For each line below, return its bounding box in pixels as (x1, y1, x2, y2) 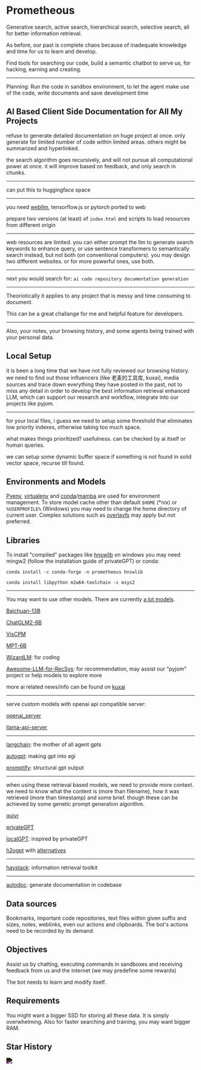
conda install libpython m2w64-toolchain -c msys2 (6, 580, 135, 586)
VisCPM (6, 631, 26, 638)
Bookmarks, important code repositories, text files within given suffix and (6, 914, 187, 922)
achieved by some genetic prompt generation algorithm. (6, 801, 145, 808)
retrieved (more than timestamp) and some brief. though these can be (6, 794, 178, 801)
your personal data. (6, 334, 54, 341)
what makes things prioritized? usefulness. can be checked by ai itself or (6, 435, 186, 442)
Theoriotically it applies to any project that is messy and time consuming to (6, 292, 191, 299)
